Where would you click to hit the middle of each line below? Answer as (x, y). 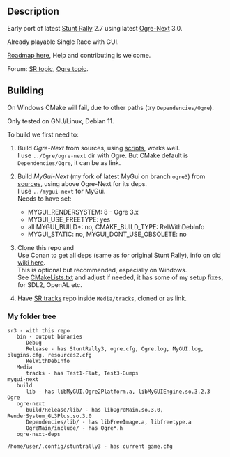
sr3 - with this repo (39, 330)
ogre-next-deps (38, 434)
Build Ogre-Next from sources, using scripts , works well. (99, 148)
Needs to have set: (44, 199)
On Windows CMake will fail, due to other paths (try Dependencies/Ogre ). (111, 107)
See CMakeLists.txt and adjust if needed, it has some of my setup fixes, (120, 277)
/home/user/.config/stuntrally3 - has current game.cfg (90, 446)
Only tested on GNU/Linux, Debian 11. (61, 121)
